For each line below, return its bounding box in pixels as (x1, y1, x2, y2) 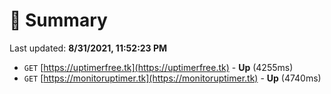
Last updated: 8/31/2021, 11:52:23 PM (9, 42, 168, 54)
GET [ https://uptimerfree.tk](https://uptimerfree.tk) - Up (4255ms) (23, 61, 294, 73)
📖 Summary (9, 9, 108, 32)
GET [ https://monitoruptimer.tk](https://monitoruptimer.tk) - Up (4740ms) (23, 72, 322, 84)
